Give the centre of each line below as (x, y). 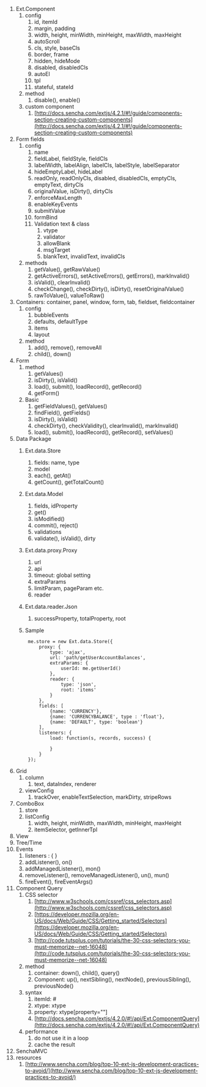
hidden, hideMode (57, 61)
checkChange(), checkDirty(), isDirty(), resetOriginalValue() (109, 289)
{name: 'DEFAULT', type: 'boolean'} (96, 722)
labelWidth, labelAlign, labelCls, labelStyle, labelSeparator (107, 165)
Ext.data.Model (44, 494)
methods (36, 263)
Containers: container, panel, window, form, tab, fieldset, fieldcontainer (105, 302)
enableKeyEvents (56, 204)
